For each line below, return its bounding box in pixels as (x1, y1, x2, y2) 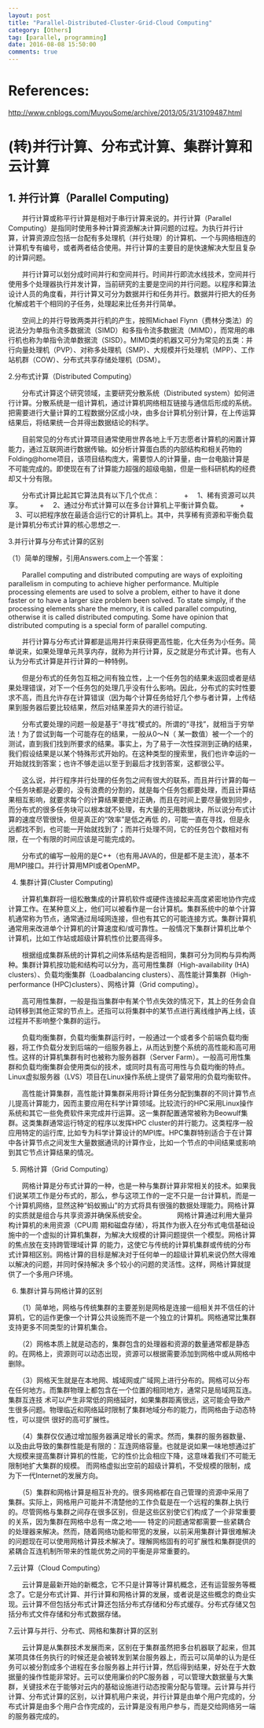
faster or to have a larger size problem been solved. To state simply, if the (8, 595, 247, 605)
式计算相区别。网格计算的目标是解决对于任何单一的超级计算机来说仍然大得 (8, 1249, 249, 1259)
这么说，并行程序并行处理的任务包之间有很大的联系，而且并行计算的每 (21, 775, 249, 784)
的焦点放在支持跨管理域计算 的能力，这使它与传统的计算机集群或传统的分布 (8, 1239, 251, 1249)
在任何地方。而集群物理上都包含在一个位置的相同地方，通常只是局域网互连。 (8, 1385, 256, 1395)
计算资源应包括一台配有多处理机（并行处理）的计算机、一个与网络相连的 (21, 233, 256, 242)
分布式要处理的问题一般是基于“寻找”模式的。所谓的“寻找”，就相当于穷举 (21, 719, 255, 728)
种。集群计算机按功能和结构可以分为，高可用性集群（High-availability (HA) (8, 959, 250, 969)
